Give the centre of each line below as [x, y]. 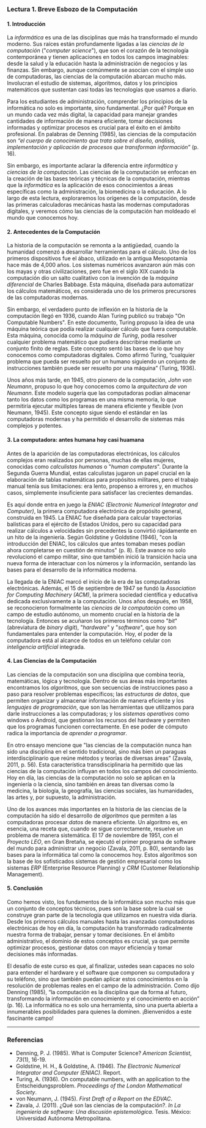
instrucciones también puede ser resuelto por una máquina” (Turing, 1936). [101, 368]
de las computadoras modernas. [48, 298]
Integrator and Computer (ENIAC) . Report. [68, 1073]
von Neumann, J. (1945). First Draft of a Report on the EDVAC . [94, 1099]
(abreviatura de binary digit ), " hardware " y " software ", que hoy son [92, 627]
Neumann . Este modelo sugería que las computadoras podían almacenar [99, 393]
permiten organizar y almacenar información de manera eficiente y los [95, 700]
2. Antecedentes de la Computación [53, 231]
